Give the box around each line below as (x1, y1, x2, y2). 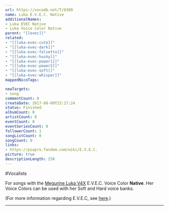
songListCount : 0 (5, 133, 42, 138)
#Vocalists (5, 170, 27, 176)
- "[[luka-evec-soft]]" (5, 68, 55, 73)
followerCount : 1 (5, 129, 42, 134)
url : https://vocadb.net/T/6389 (5, 7, 73, 13)
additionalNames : (5, 17, 42, 22)
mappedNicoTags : (5, 77, 39, 82)
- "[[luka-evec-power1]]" (5, 59, 59, 64)
